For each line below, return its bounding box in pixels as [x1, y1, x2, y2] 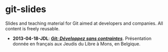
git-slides [5, 4, 47, 15]
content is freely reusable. [5, 25, 60, 31]
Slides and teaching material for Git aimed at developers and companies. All [5, 20, 163, 26]
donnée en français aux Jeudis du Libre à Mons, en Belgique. [12, 40, 141, 46]
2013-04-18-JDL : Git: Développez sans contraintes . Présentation [12, 35, 152, 41]
